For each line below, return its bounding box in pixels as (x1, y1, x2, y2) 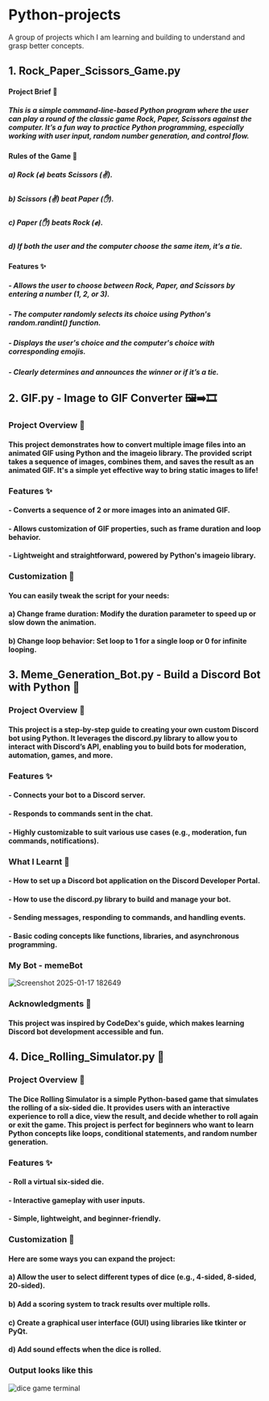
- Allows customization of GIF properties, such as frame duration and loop (8, 524, 262, 533)
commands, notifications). (8, 835, 99, 845)
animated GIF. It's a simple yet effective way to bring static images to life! (8, 465, 259, 475)
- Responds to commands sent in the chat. (8, 809, 153, 819)
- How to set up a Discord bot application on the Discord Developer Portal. (8, 876, 260, 885)
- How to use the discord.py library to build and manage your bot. (8, 894, 231, 904)
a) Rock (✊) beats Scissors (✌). (8, 170, 113, 180)
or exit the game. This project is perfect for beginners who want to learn (8, 1120, 254, 1130)
